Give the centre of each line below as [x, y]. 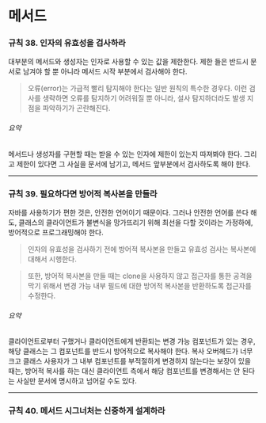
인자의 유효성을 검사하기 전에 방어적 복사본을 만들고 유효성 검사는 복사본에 [142, 249]
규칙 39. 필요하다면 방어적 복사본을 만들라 [83, 193]
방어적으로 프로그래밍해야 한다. [56, 232]
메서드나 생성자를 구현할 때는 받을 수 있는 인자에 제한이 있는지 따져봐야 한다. [125, 154]
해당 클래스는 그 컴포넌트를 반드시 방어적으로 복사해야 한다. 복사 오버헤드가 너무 [131, 351]
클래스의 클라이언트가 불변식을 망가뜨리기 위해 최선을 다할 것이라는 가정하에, [136, 222]
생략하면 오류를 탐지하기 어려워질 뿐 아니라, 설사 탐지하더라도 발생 [144, 98]
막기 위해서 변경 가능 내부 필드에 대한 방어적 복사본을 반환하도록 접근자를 [139, 285]
